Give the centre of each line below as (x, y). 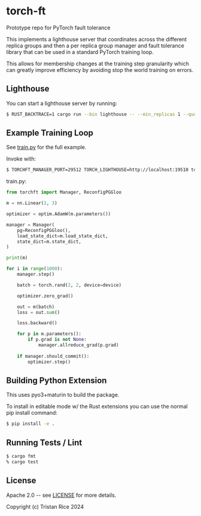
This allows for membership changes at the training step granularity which (98, 64)
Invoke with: (21, 159)
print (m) (17, 258)
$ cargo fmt (21, 457)
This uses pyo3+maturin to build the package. (63, 395)
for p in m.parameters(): (49, 334)
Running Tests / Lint (44, 443)
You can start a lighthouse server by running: (62, 103)
